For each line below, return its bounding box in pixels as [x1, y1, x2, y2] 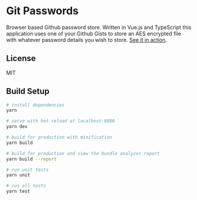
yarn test [6, 188, 31, 195]
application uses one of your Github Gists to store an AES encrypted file [6, 30, 182, 37]
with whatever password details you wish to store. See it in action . [6, 36, 167, 43]
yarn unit [6, 172, 31, 178]
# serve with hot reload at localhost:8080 [6, 118, 115, 124]
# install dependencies [6, 102, 65, 108]
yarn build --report [6, 156, 57, 162]
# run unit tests [6, 167, 49, 173]
